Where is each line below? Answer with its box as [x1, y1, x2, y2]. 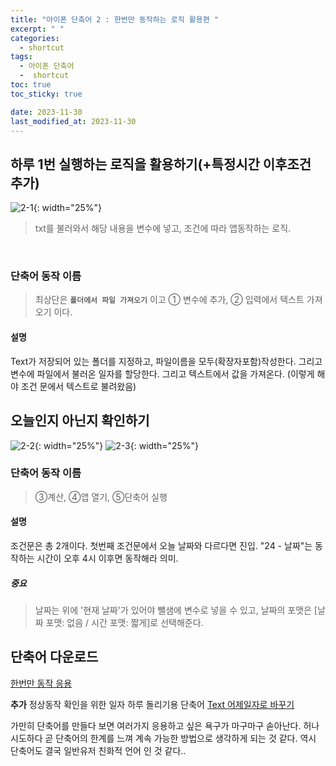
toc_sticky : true [10, 89, 83, 99]
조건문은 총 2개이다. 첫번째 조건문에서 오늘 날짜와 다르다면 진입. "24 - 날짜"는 [10, 540, 313, 551]
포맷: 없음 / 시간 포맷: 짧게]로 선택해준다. [45, 616, 204, 628]
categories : [10, 33, 60, 43]
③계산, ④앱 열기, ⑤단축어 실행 [34, 491, 168, 503]
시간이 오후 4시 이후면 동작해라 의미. [36, 552, 179, 564]
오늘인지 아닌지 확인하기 [10, 412, 150, 430]
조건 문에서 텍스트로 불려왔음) [20, 380, 137, 392]
